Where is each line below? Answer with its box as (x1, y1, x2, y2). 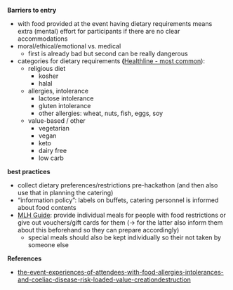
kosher (38, 72, 59, 80)
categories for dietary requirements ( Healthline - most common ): (17, 57, 206, 65)
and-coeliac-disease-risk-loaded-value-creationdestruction (17, 275, 191, 284)
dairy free (38, 147, 67, 154)
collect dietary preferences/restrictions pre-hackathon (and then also (17, 181, 218, 189)
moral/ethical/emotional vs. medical (17, 42, 121, 50)
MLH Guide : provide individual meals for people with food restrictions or (17, 211, 227, 219)
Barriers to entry (7, 6, 57, 14)
